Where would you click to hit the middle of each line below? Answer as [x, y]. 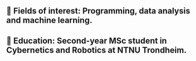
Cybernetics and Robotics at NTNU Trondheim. [96, 50]
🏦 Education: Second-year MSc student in [87, 40]
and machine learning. [49, 21]
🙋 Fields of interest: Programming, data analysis [98, 11]
